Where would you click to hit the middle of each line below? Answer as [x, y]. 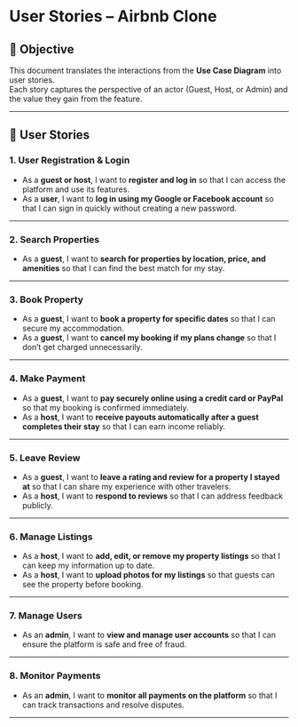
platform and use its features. [76, 189]
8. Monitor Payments [55, 675]
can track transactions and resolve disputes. [103, 705]
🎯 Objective [42, 49]
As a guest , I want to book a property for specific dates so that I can [149, 319]
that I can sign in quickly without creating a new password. [129, 208]
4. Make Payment [47, 379]
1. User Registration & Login [70, 160]
